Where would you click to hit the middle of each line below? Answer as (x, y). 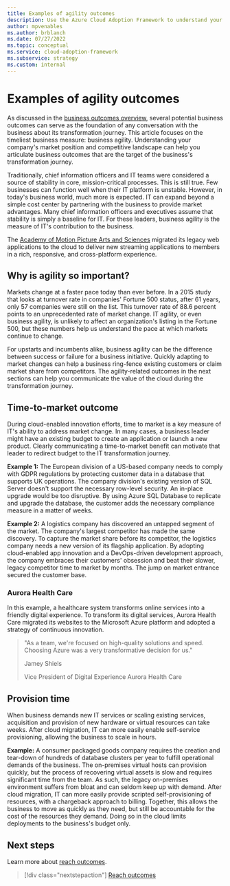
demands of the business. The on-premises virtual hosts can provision (107, 765)
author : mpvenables (35, 26)
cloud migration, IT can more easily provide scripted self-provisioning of (109, 795)
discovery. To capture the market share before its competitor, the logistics (112, 539)
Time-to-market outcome (63, 408)
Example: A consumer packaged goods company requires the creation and (114, 750)
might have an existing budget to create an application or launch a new (107, 439)
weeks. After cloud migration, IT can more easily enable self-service (104, 730)
